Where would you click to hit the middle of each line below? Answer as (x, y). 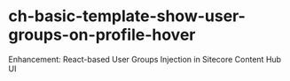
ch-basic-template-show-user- (127, 16)
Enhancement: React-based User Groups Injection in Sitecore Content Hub (145, 59)
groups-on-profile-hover (102, 35)
